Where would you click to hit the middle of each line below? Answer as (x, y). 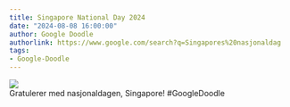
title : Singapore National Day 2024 (77, 17)
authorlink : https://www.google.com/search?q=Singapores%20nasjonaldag (145, 42)
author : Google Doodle (51, 34)
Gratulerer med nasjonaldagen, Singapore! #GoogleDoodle (117, 93)
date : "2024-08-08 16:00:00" (63, 26)
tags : (19, 51)
